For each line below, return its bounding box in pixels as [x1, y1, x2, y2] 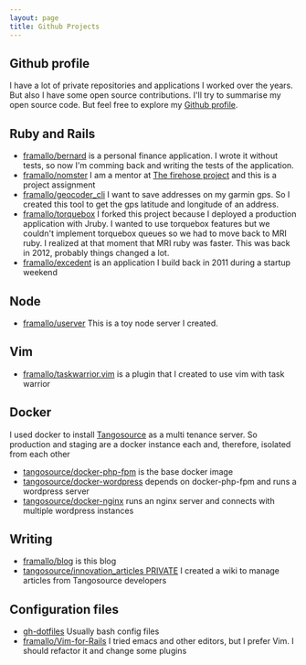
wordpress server [22, 486, 90, 497]
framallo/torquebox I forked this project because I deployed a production [22, 209, 297, 220]
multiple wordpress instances [22, 505, 134, 516]
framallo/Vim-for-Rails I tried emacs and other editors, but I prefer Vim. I [22, 636, 294, 647]
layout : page [9, 13, 59, 23]
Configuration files [9, 601, 119, 617]
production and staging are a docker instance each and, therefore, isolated [9, 438, 291, 449]
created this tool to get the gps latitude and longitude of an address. [22, 198, 280, 210]
